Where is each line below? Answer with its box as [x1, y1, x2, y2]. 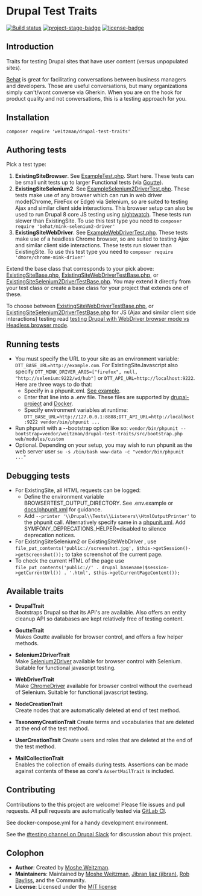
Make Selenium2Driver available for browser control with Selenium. [14, 657, 183, 664]
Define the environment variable [24, 493, 104, 500]
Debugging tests [6, 470, 71, 481]
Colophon [6, 848, 44, 859]
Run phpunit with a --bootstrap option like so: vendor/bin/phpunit [14, 424, 178, 432]
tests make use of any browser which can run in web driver [14, 192, 163, 199]
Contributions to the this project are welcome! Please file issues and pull [6, 801, 186, 808]
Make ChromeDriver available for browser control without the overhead [14, 682, 192, 689]
